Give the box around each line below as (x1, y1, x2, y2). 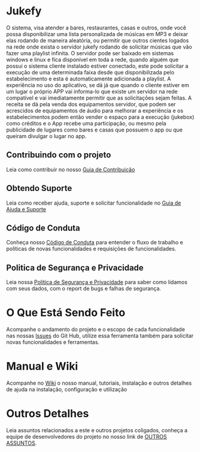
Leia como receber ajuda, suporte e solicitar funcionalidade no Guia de (6, 199, 181, 206)
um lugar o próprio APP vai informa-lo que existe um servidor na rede (6, 88, 178, 95)
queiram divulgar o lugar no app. (6, 132, 87, 139)
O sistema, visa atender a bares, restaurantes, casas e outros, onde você (6, 24, 187, 31)
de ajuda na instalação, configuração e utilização (6, 386, 128, 393)
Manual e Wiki (6, 360, 78, 373)
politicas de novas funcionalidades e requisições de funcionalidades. (6, 245, 177, 253)
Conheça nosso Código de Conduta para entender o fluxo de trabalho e (6, 239, 184, 246)
